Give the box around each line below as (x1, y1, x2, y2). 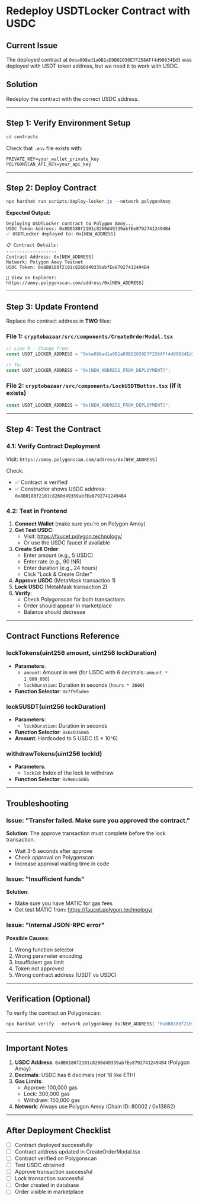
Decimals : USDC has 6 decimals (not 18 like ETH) (14, 1072, 136, 1079)
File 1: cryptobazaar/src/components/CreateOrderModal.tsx (6, 332, 174, 340)
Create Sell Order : (14, 545, 60, 552)
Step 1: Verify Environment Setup (6, 118, 131, 128)
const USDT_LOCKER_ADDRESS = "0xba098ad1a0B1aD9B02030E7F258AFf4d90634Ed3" (6, 351, 197, 357)
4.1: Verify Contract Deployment (6, 442, 101, 450)
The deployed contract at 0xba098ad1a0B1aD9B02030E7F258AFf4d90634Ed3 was (6, 56, 192, 63)
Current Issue (6, 40, 58, 50)
